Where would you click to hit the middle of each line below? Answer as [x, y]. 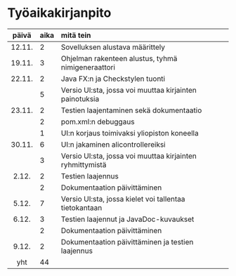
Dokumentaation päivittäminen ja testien [127, 242]
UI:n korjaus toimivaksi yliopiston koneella [130, 133]
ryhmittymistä [84, 164]
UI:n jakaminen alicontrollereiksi [113, 144]
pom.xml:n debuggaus [98, 121]
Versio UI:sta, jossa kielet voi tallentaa [123, 199]
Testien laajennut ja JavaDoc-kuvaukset [127, 219]
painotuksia [80, 98]
